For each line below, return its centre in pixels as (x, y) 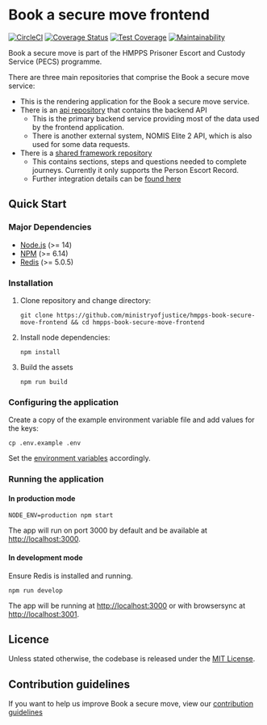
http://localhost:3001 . (44, 614)
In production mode (42, 498)
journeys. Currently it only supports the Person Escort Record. (136, 170)
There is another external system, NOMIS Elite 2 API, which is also (142, 136)
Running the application (56, 479)
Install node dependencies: (65, 337)
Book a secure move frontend (109, 15)
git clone (37, 315)
